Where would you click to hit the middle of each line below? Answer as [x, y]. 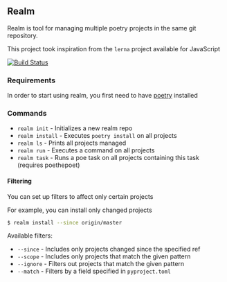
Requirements [31, 80]
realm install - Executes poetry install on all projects [97, 136]
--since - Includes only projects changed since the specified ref [109, 249]
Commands [27, 114]
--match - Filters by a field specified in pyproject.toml [94, 271]
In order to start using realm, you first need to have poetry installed [103, 96]
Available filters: [30, 236]
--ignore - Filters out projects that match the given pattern [101, 264]
